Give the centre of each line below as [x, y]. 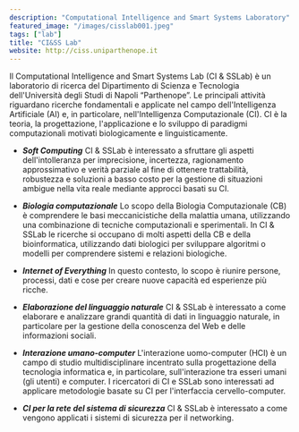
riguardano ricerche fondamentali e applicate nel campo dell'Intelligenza [143, 105]
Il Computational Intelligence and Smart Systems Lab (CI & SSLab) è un [140, 76]
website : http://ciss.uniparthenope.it [84, 51]
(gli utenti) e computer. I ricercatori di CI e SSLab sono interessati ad [148, 382]
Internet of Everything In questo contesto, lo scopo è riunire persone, [151, 271]
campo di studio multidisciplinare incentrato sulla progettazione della [149, 362]
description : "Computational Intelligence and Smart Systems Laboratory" [150, 17]
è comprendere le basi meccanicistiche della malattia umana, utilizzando [156, 216]
